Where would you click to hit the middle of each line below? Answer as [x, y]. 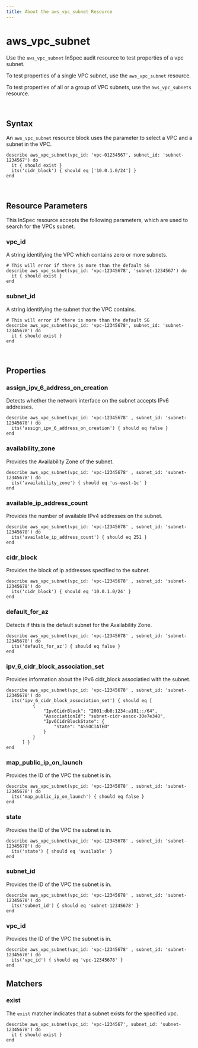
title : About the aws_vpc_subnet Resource [59, 12]
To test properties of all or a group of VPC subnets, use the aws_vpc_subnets [99, 87]
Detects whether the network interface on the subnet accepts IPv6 [87, 401]
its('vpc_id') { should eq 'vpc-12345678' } [67, 960]
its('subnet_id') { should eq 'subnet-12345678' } [75, 906]
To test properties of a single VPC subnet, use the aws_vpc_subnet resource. [99, 76]
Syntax [20, 124]
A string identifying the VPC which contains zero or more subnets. [87, 255]
